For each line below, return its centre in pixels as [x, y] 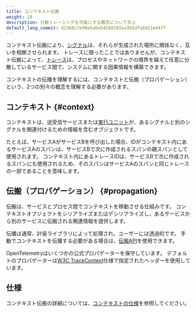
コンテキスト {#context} [50, 107]
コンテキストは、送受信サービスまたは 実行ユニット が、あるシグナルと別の [96, 122]
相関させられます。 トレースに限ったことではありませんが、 [88, 53]
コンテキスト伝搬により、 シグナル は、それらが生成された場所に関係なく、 [96, 45]
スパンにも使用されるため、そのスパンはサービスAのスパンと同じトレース [100, 164]
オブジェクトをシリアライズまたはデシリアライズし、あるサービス [106, 213]
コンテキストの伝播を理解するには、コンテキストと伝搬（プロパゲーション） [98, 79]
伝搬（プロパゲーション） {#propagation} [82, 191]
